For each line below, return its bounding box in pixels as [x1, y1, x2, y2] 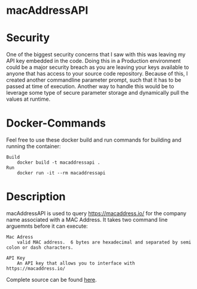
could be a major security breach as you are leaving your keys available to [6, 64, 190, 71]
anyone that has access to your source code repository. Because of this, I [6, 70, 188, 77]
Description [6, 190, 66, 204]
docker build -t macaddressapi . [17, 159, 101, 165]
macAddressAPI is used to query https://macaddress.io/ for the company [6, 210, 187, 216]
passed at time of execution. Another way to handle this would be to [6, 83, 175, 90]
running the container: [6, 143, 61, 150]
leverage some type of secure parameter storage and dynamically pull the [6, 89, 189, 97]
